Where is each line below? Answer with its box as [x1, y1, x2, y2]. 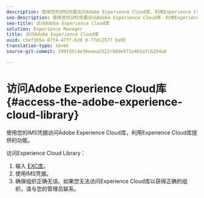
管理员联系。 [47, 185, 80, 192]
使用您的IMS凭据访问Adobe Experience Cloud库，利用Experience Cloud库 [6, 129, 192, 136]
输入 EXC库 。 [15, 162, 49, 169]
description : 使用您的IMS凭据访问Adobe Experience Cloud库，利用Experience [6, 9, 191, 15]
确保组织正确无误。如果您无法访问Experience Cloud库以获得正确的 [15, 177, 182, 185]
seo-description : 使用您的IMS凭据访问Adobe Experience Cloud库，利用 [6, 15, 175, 21]
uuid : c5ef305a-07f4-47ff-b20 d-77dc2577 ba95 [6, 37, 126, 43]
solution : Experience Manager [6, 26, 83, 32]
